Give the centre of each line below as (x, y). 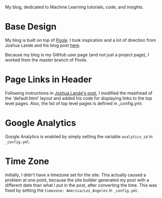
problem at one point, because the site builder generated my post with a (77, 180)
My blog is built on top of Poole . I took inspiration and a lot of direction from (81, 40)
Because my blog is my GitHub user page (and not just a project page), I (77, 54)
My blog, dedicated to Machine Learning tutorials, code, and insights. (74, 7)
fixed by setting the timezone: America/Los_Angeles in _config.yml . (72, 190)
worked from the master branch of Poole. (46, 60)
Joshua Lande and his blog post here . (43, 45)
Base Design (31, 27)
